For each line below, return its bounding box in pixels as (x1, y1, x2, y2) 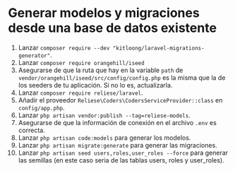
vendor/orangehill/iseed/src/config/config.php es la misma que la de (18, 73, 226, 82)
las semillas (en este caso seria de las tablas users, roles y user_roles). (18, 155, 224, 164)
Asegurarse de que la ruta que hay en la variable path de (18, 66, 183, 74)
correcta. (18, 126, 45, 134)
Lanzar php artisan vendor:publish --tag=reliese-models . (18, 111, 191, 119)
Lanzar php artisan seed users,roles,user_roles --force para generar (18, 148, 229, 157)
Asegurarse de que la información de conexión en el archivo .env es (18, 118, 217, 126)
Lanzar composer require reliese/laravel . (18, 88, 143, 97)
